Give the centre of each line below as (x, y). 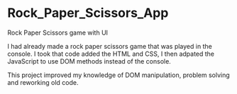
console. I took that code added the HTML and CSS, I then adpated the (111, 54)
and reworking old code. (43, 82)
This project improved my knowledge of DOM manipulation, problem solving (119, 75)
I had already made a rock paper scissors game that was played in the (110, 46)
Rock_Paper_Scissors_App (88, 13)
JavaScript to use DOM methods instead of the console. (89, 61)
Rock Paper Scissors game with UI (58, 33)
